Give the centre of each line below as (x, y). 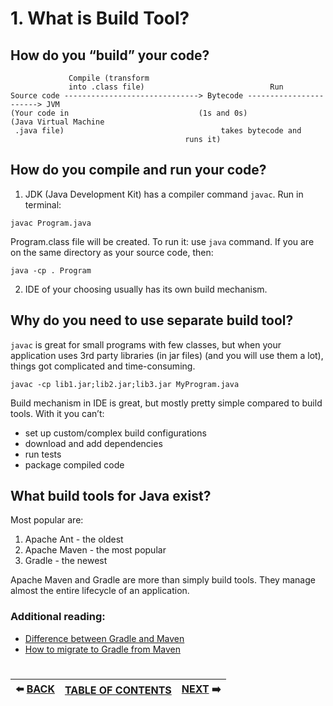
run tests (43, 454)
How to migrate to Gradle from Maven (102, 649)
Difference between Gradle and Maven (104, 638)
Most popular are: (47, 520)
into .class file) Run (176, 87)
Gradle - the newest (66, 561)
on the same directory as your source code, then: (112, 252)
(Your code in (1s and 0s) (129, 113)
